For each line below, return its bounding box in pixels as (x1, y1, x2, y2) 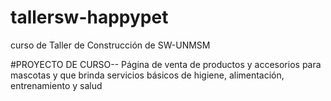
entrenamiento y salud (10, 79, 103, 91)
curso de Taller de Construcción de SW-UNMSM (10, 39, 211, 51)
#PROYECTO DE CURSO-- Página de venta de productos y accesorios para (10, 58, 322, 70)
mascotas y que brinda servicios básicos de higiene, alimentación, (10, 69, 285, 81)
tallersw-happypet (10, 6, 169, 29)
